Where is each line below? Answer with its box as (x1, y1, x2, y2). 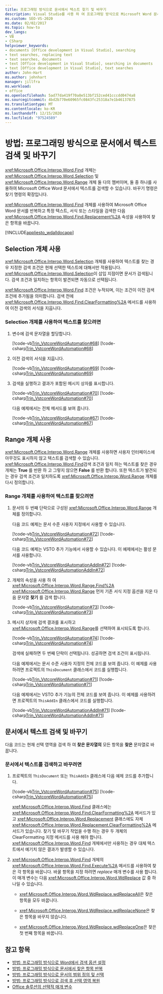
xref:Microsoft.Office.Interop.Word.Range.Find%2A (12, 582, 115, 588)
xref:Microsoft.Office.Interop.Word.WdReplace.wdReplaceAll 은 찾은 (19, 891, 153, 897)
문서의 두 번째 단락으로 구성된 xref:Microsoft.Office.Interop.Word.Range (12, 505, 152, 510)
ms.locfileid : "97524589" (5, 115, 57, 120)
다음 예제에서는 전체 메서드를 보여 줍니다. (12, 405, 90, 411)
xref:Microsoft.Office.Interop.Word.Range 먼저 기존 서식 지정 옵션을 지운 (12, 588, 153, 594)
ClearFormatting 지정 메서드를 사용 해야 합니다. (12, 834, 103, 840)
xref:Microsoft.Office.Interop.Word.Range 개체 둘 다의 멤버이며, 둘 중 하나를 (5, 179, 152, 185)
